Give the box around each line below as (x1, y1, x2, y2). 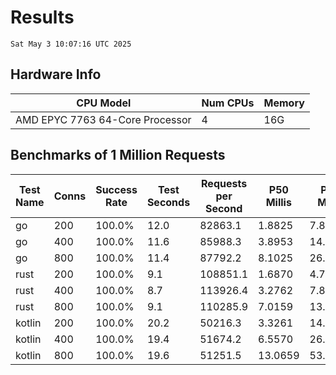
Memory (263, 96, 305, 110)
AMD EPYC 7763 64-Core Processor (15, 112, 192, 126)
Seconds (146, 195, 191, 209)
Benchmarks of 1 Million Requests (10, 147, 226, 164)
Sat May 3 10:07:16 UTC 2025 (10, 39, 132, 49)
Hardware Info (10, 66, 102, 83)
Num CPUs (201, 96, 255, 110)
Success (95, 182, 138, 196)
